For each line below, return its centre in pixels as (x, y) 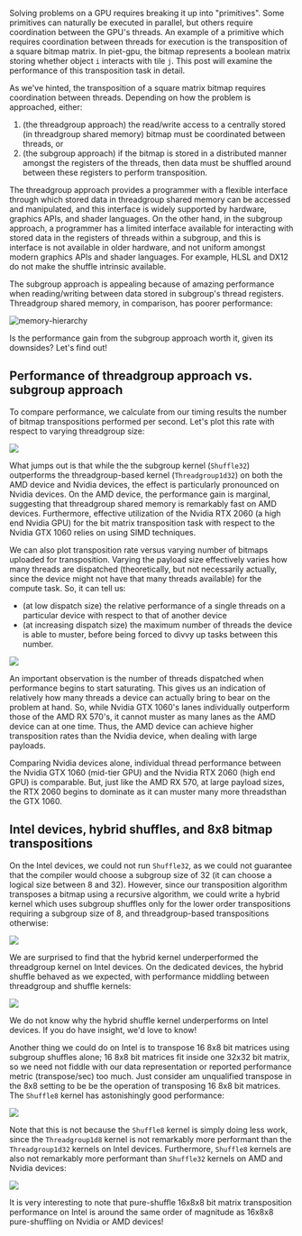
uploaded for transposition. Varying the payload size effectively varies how (148, 559)
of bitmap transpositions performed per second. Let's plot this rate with (142, 421)
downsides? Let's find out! (59, 348)
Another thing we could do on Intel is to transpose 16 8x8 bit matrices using (150, 1047)
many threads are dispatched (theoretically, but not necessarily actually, (143, 569)
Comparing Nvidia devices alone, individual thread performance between (146, 763)
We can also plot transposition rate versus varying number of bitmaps (139, 550)
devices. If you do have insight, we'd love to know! (103, 1030)
